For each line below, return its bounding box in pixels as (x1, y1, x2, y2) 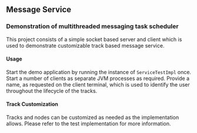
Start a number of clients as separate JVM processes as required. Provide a (6, 75, 190, 82)
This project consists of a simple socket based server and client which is (6, 35, 182, 43)
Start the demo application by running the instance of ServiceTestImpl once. (6, 68, 192, 75)
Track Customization (6, 101, 59, 108)
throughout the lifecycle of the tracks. (6, 87, 98, 94)
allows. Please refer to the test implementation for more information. (6, 120, 172, 127)
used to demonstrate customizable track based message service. (6, 42, 165, 49)
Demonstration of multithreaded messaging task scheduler (6, 22, 179, 31)
